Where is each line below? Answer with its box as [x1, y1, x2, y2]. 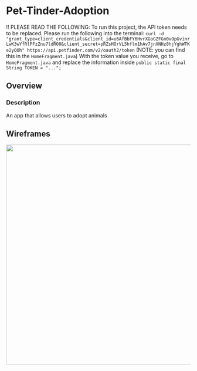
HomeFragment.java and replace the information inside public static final [6, 59, 186, 66]
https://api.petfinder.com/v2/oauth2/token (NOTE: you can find [27, 46, 185, 53]
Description [6, 99, 40, 107]
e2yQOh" [6, 47, 25, 53]
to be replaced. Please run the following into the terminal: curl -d [6, 29, 164, 36]
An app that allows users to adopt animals [6, 112, 107, 119]
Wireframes [6, 129, 51, 139]
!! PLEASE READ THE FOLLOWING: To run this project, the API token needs [6, 23, 187, 31]
